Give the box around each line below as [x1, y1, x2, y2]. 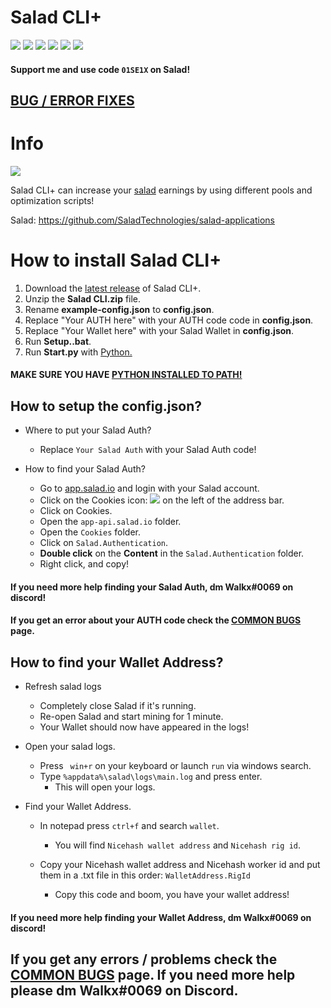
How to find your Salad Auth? [24, 463, 146, 475]
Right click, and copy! [39, 558, 130, 570]
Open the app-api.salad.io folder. [39, 516, 182, 528]
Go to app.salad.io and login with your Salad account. [39, 482, 260, 495]
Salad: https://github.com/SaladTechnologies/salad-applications [10, 214, 275, 226]
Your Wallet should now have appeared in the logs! [39, 721, 250, 733]
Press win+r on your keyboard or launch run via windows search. [39, 760, 312, 772]
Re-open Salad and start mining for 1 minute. [39, 711, 224, 723]
